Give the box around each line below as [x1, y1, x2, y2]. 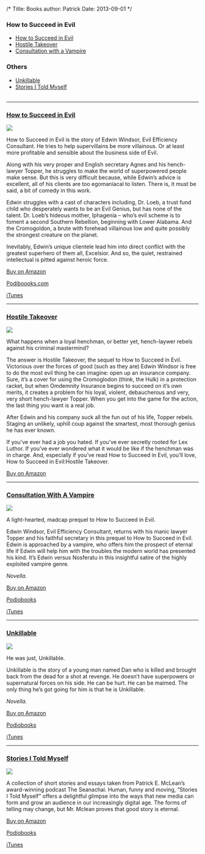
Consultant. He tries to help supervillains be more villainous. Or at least [6, 142, 185, 149]
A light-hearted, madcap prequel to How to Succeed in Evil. [6, 516, 156, 524]
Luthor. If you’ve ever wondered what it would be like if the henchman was [6, 445, 194, 452]
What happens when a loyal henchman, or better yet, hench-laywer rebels [6, 338, 193, 345]
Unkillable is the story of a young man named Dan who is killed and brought [6, 666, 196, 674]
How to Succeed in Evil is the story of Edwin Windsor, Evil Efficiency [6, 136, 178, 143]
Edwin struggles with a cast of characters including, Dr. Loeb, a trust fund [6, 198, 192, 206]
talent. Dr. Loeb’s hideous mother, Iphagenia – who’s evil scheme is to [6, 211, 181, 219]
